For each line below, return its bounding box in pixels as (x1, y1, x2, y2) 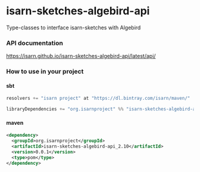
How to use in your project (6, 67, 84, 76)
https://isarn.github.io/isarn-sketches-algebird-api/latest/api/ (6, 53, 156, 60)
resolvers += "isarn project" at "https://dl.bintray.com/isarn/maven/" (6, 96, 190, 102)
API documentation (6, 39, 64, 47)
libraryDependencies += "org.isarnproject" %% (6, 106, 124, 112)
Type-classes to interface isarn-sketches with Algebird (6, 24, 141, 31)
